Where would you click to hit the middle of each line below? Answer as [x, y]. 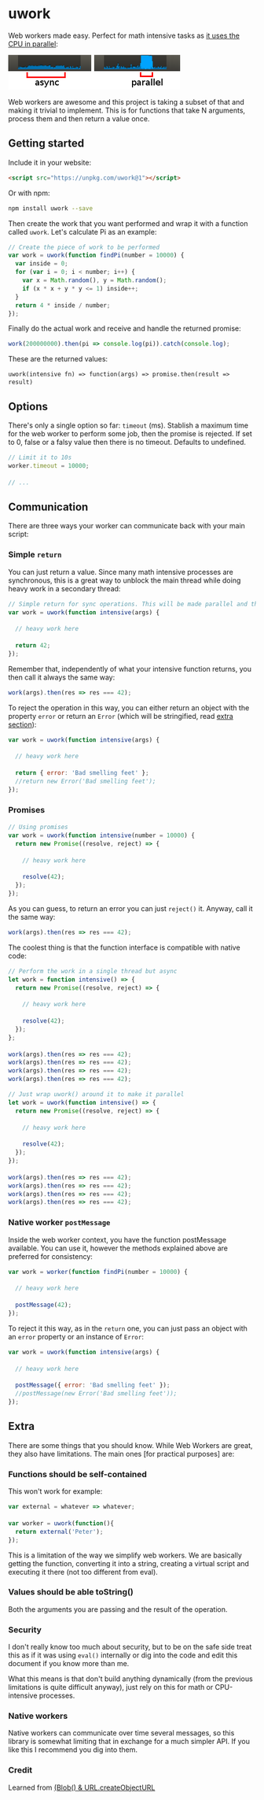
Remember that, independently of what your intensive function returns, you [130, 669]
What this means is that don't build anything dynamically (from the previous [130, 1679]
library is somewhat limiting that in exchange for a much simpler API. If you [129, 1742]
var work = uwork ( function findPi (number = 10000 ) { [96, 256]
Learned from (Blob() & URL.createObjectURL [82, 1787]
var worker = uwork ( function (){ [61, 1523]
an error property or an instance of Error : [76, 1336]
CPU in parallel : [33, 43]
